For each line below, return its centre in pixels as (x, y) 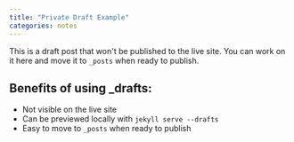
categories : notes (43, 26)
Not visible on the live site (69, 110)
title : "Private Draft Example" (69, 17)
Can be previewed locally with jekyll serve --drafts (120, 119)
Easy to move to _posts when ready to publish (106, 129)
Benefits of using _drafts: (81, 88)
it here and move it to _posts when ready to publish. (104, 60)
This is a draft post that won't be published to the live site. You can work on (147, 51)
